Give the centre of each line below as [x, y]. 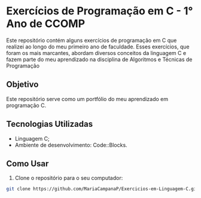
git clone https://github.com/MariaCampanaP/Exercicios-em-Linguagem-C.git [103, 189]
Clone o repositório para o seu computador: [69, 178]
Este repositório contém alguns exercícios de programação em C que [92, 40]
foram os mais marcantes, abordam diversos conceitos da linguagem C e [96, 53]
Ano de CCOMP [46, 24]
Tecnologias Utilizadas [50, 124]
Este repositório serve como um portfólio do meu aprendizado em [87, 99]
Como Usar [28, 164]
